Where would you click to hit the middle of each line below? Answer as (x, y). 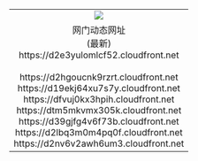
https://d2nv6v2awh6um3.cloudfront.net (99, 143)
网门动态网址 (99, 30)
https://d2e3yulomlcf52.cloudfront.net (99, 55)
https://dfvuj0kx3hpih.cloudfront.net (99, 99)
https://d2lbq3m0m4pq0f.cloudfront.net (99, 132)
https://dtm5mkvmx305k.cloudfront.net (99, 110)
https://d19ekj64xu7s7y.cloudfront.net (99, 88)
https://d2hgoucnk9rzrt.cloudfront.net (99, 77)
